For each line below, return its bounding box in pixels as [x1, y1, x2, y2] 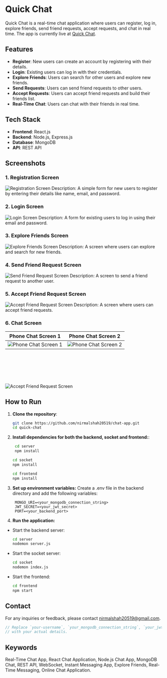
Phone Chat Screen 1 [9, 332, 61, 339]
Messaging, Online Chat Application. [16, 667, 91, 673]
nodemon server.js [12, 541, 51, 547]
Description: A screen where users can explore [59, 243, 155, 249]
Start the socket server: [12, 551, 61, 557]
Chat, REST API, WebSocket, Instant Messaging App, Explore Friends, [5, 662, 148, 668]
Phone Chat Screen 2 [69, 332, 121, 339]
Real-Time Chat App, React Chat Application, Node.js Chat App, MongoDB [5, 657, 158, 663]
